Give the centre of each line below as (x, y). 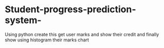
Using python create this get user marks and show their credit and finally (82, 34)
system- (23, 20)
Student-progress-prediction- (71, 9)
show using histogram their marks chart (47, 40)
